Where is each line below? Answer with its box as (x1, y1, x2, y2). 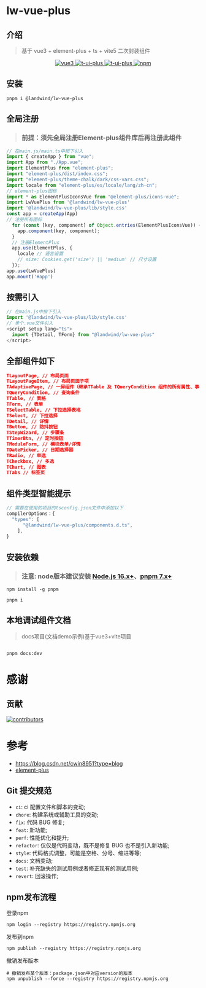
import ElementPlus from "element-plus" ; (6, 165, 114, 171)
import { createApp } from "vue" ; (6, 154, 95, 160)
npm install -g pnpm (6, 586, 59, 592)
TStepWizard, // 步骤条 (6, 429, 64, 436)
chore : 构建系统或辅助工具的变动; (15, 810, 99, 818)
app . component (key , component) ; (17, 228, 100, 234)
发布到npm (6, 933, 34, 941)
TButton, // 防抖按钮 (6, 424, 58, 430)
